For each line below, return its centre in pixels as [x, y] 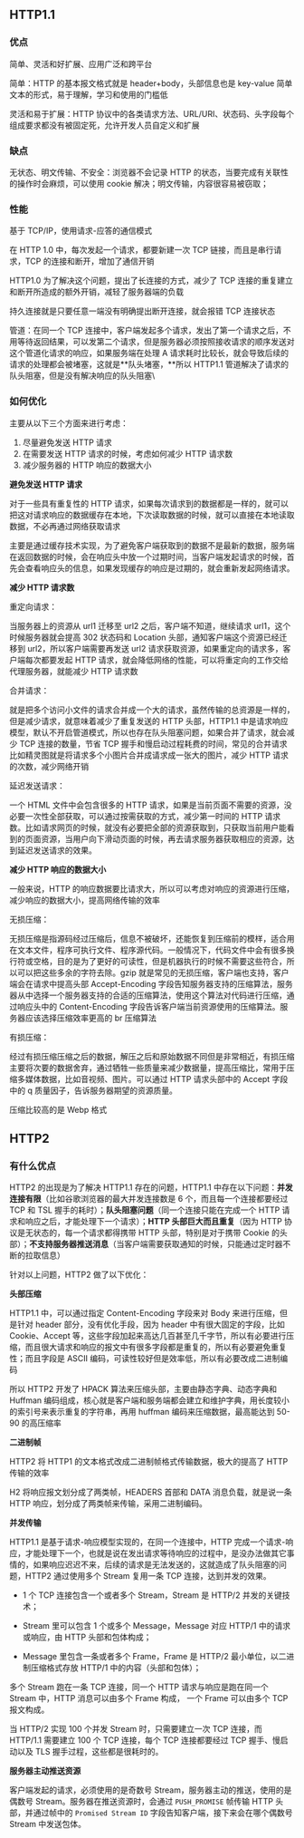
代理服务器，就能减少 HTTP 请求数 [74, 671]
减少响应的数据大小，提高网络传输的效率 [85, 900]
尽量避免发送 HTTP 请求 [67, 442]
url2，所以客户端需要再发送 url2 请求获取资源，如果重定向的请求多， [155, 648]
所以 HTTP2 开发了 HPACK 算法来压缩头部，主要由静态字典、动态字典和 [143, 1389]
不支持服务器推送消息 [69, 1244]
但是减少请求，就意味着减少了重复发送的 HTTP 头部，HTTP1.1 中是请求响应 [149, 721]
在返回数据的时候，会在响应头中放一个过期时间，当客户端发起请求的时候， [148, 556]
